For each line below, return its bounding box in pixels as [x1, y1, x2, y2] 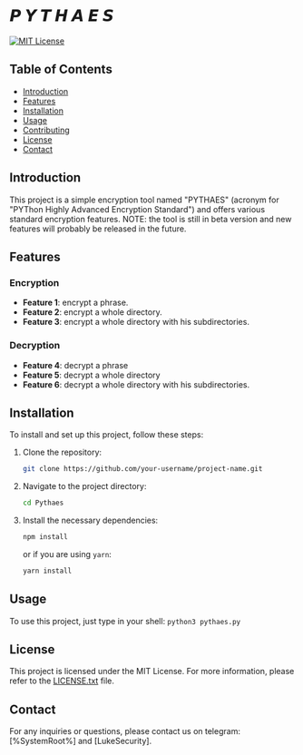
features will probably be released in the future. [9, 223, 187, 234]
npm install [22, 533, 68, 542]
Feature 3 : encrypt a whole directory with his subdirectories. [22, 317, 249, 328]
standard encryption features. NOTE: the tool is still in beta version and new [9, 213, 292, 224]
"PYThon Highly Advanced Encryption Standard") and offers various [9, 203, 266, 214]
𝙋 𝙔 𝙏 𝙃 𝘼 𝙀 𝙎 [9, 5, 115, 26]
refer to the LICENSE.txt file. [9, 675, 115, 686]
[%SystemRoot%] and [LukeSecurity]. [9, 736, 152, 747]
